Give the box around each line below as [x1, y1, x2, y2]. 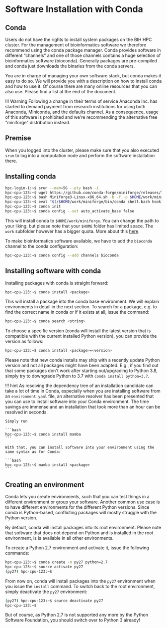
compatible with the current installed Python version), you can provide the [5, 333, 157, 339]
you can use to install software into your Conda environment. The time [5, 399, 149, 405]
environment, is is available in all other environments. [5, 535, 114, 541]
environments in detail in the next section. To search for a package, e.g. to [5, 304, 158, 310]
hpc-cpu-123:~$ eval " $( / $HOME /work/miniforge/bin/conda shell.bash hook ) [5, 200, 164, 205]
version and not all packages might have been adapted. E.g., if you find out [5, 363, 159, 369]
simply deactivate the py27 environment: [5, 589, 87, 595]
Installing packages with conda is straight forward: [5, 280, 108, 286]
